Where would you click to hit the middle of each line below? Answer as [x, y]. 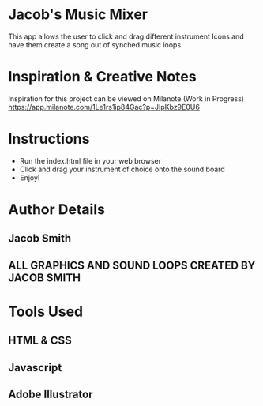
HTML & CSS [40, 341]
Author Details [56, 209]
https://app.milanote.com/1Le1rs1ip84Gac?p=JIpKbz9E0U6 [104, 107]
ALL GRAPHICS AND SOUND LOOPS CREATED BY [132, 265]
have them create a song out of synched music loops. [96, 44]
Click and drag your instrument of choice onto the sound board [122, 169]
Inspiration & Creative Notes [102, 77]
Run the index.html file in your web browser [90, 160]
